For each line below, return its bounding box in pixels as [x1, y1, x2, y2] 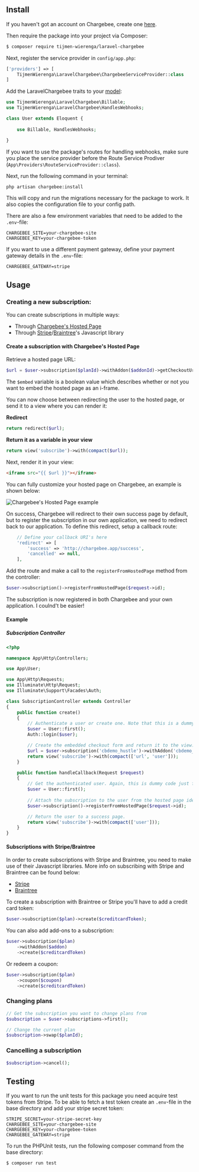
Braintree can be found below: [6, 869, 80, 876]
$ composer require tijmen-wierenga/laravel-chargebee [6, 43, 145, 49]
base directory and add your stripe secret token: [6, 1105, 124, 1112]
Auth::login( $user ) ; [27, 732, 78, 737]
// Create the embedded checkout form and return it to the [27, 742, 179, 749]
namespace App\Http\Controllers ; [6, 655, 89, 661]
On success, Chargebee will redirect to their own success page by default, [6, 510, 188, 517]
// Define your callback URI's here [17, 534, 108, 540]
